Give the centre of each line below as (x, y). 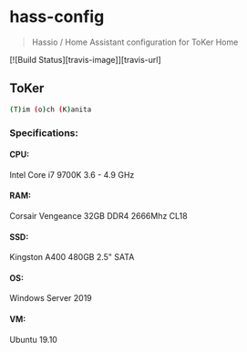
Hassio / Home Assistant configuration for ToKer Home (135, 42)
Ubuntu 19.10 (33, 339)
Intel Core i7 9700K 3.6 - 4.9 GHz (72, 174)
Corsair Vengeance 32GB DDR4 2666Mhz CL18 (99, 215)
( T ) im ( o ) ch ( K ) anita (51, 109)
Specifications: (44, 132)
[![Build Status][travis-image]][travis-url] (85, 59)
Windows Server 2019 (51, 298)
